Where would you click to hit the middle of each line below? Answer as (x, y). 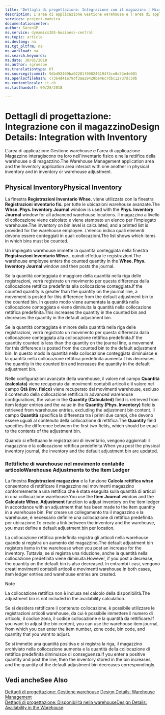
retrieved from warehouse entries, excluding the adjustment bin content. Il (80, 410)
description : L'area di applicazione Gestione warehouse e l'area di (78, 14)
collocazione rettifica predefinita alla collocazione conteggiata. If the (74, 286)
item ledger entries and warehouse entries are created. (61, 574)
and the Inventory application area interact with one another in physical (77, 167)
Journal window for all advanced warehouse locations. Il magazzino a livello (82, 215)
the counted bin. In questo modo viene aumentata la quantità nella (72, 302)
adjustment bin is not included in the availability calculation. (65, 598)
